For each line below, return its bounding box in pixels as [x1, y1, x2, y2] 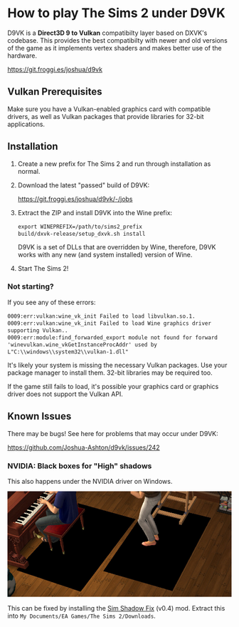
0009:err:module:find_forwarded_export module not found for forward [7, 333, 218, 341]
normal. [17, 167, 41, 175]
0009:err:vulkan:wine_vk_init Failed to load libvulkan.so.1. [7, 312, 196, 320]
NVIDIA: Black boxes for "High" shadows [7, 461, 152, 471]
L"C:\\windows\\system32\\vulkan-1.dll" [7, 348, 129, 356]
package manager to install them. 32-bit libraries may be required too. [7, 368, 213, 377]
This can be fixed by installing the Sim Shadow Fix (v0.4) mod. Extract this [7, 604, 225, 613]
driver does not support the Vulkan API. [7, 390, 123, 398]
